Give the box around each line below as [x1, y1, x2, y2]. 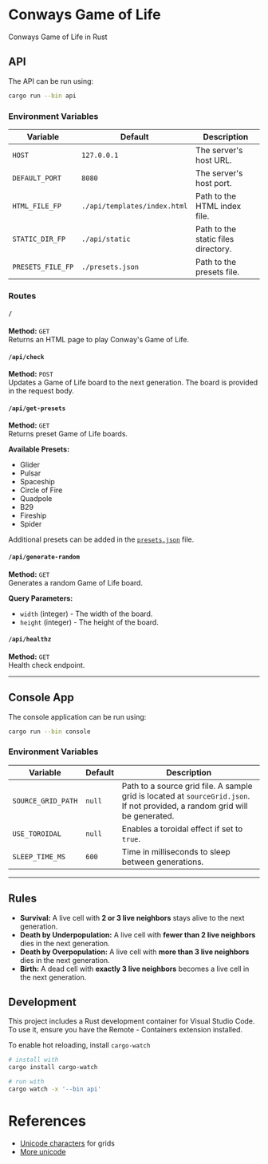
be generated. [121, 810, 175, 821]
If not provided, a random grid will [121, 800, 249, 811]
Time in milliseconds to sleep [121, 846, 231, 857]
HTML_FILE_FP [12, 201, 62, 211]
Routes [8, 290, 37, 301]
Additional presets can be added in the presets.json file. [8, 535, 195, 544]
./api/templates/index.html [81, 201, 188, 211]
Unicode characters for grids [19, 1138, 116, 1148]
